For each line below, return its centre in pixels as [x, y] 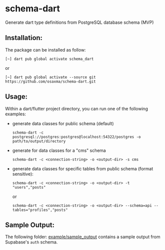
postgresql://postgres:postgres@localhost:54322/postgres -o [77, 137]
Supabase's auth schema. [31, 242]
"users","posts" [29, 187]
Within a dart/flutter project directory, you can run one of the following [77, 108]
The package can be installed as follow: [45, 50]
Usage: [17, 97]
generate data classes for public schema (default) [63, 123]
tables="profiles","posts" [40, 210]
